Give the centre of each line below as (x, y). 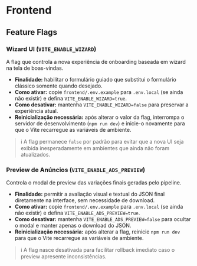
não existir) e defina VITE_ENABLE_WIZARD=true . (70, 98)
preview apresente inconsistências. (63, 257)
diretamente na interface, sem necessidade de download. (85, 200)
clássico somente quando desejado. (58, 86)
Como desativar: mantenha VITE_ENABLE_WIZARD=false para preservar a (101, 105)
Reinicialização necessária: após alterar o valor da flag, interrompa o (99, 117)
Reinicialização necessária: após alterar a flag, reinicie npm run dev (97, 232)
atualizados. (35, 154)
